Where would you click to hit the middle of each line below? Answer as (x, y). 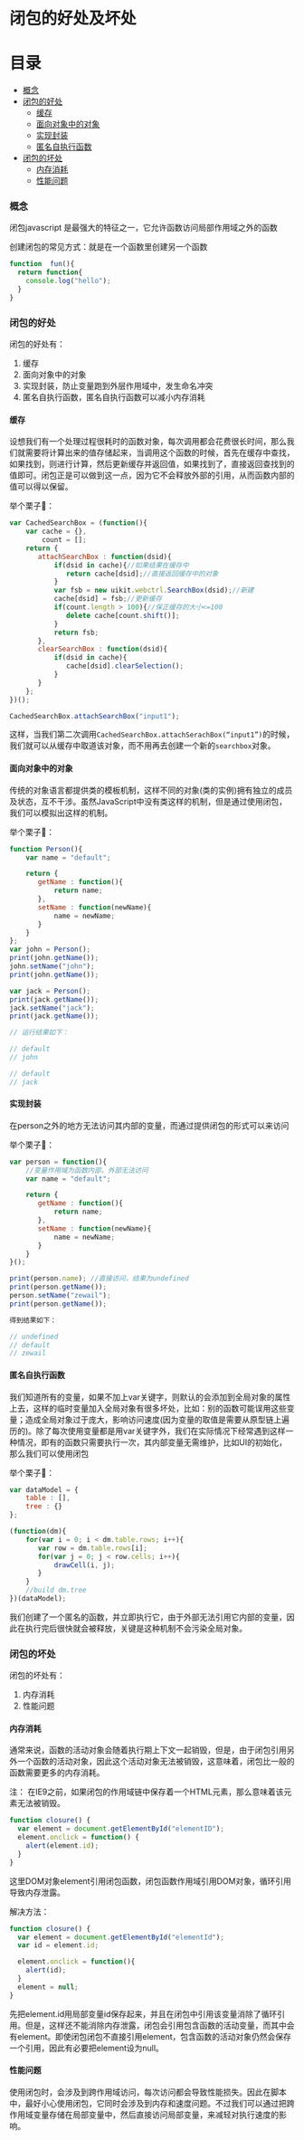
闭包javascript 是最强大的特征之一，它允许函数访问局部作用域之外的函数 (143, 228)
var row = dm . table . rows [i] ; (92, 1548)
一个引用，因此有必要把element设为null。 (87, 2048)
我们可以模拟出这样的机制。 (61, 813)
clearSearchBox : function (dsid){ (103, 649)
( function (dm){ (38, 1531)
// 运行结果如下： (39, 1032)
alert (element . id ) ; (62, 1846)
